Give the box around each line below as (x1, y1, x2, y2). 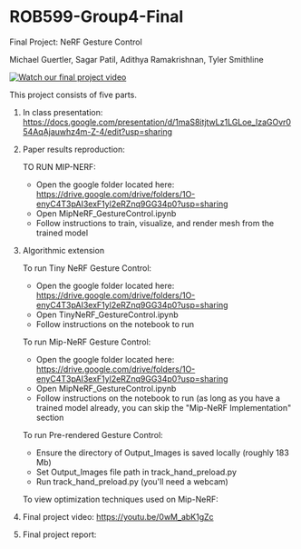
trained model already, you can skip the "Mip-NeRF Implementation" (35, 402, 292, 413)
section (35, 412, 64, 423)
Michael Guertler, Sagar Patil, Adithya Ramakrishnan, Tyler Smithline (9, 54, 265, 65)
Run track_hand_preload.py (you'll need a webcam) (35, 475, 228, 487)
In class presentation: (22, 106, 103, 117)
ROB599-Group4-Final (9, 6, 184, 27)
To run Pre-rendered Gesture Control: (22, 429, 163, 440)
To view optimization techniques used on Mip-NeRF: (22, 494, 219, 504)
